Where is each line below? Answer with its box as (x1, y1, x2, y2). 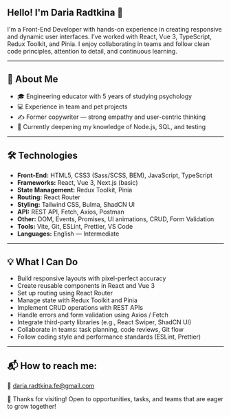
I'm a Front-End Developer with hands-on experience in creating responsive (7, 25, 222, 33)
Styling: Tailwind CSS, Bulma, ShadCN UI (16, 201, 135, 209)
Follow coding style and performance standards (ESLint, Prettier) (16, 333, 201, 341)
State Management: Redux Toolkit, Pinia (16, 186, 133, 194)
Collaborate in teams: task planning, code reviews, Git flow (16, 326, 184, 334)
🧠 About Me (7, 74, 58, 85)
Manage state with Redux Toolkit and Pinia (16, 296, 137, 304)
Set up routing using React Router (16, 289, 113, 297)
